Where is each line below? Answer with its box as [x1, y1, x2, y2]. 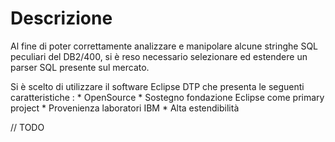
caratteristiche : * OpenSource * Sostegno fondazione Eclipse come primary [10, 91, 325, 103]
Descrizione [10, 7, 113, 30]
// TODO [10, 121, 45, 133]
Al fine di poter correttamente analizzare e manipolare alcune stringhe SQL [10, 40, 319, 52]
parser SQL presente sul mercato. [10, 61, 150, 73]
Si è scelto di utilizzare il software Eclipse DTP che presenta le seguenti [10, 80, 305, 92]
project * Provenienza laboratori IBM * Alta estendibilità [10, 102, 240, 114]
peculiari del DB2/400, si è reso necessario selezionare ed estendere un [10, 50, 308, 62]
